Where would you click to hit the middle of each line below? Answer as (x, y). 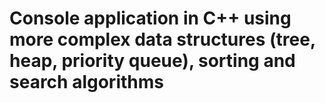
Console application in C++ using (150, 18)
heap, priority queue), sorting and (152, 61)
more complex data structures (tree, (162, 39)
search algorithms (86, 82)
